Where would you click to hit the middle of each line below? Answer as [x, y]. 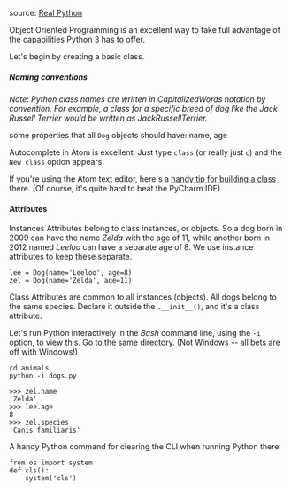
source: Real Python [46, 13]
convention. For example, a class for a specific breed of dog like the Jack [144, 108]
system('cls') [51, 479]
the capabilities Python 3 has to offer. [77, 39]
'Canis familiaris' [45, 430]
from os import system [51, 463]
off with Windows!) [43, 352]
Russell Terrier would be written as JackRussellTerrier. [108, 118]
